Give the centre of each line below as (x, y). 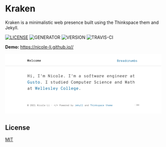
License (18, 127)
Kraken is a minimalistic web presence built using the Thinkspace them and (82, 22)
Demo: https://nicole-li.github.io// (39, 47)
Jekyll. (12, 27)
